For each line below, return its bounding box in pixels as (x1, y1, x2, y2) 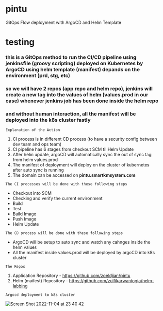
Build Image (12, 211, 37, 217)
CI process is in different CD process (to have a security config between (12, 136, 157, 142)
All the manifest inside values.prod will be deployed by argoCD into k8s (12, 250, 155, 256)
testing (5, 37, 35, 48)
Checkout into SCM (12, 190, 52, 196)
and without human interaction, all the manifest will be (5, 110, 136, 117)
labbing (12, 283, 28, 289)
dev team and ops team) (12, 141, 62, 147)
